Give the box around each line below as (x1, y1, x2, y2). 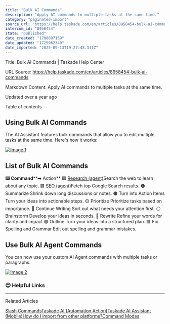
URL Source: (5, 69, 32, 75)
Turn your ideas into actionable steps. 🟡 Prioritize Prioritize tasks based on (5, 198, 162, 204)
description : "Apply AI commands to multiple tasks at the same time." (5, 12, 159, 17)
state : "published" (5, 31, 47, 36)
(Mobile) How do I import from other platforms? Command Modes (5, 313, 140, 319)
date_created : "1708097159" (5, 36, 65, 41)
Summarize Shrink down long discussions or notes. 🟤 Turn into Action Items (5, 190, 165, 196)
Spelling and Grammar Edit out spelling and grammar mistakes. (5, 226, 137, 232)
